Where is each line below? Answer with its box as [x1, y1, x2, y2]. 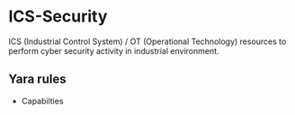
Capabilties [21, 95, 64, 106]
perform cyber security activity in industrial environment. [8, 45, 219, 56]
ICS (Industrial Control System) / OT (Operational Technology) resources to [8, 36, 287, 47]
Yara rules [8, 72, 67, 87]
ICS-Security [8, 6, 108, 27]
